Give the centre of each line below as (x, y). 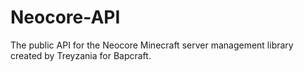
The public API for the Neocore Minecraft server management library (152, 45)
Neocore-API (65, 17)
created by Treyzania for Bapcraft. (81, 55)
